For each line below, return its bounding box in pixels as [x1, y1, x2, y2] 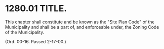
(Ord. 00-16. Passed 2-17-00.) [5, 38, 67, 44]
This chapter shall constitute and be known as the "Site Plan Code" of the [5, 19, 155, 25]
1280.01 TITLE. [5, 3, 67, 14]
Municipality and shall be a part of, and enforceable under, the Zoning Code [5, 24, 159, 30]
